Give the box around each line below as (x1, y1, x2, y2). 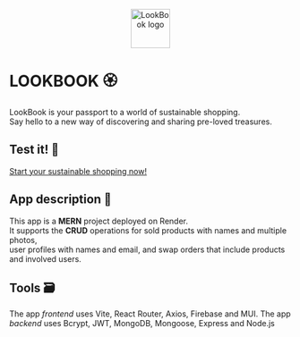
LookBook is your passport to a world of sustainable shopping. (9, 106, 241, 117)
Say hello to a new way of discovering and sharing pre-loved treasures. (9, 116, 273, 127)
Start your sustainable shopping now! (9, 165, 148, 176)
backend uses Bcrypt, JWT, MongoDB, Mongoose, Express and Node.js (9, 318, 275, 329)
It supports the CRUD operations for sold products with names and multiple (9, 224, 287, 236)
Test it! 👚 (9, 142, 60, 157)
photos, (9, 234, 38, 245)
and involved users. (9, 253, 82, 264)
